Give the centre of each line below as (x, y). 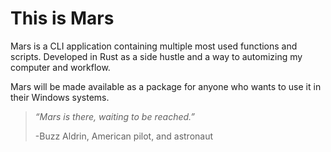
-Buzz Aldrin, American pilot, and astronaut (124, 136)
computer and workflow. (60, 67)
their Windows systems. (60, 97)
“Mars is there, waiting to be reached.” (115, 116)
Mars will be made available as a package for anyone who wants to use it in (166, 86)
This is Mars (62, 18)
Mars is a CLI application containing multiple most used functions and (154, 46)
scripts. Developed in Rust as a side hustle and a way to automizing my (156, 56)
